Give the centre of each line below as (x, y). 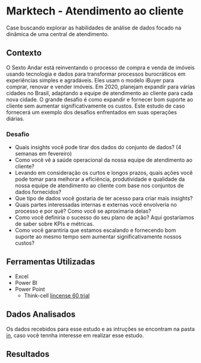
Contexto (24, 53)
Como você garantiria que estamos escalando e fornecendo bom (95, 230)
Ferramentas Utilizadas (51, 262)
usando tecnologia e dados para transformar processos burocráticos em (96, 74)
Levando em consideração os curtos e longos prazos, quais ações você (104, 173)
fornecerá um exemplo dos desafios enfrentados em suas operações (91, 112)
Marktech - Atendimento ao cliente (95, 11)
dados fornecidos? (38, 192)
